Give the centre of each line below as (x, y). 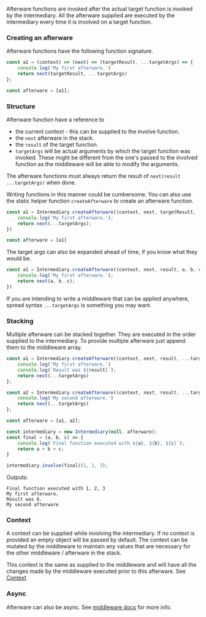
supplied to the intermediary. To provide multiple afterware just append (96, 341)
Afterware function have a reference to (55, 120)
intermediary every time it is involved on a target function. (79, 22)
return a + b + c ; (41, 449)
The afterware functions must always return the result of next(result (93, 176)
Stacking (20, 321)
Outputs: (17, 477)
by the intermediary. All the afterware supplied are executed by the (91, 15)
